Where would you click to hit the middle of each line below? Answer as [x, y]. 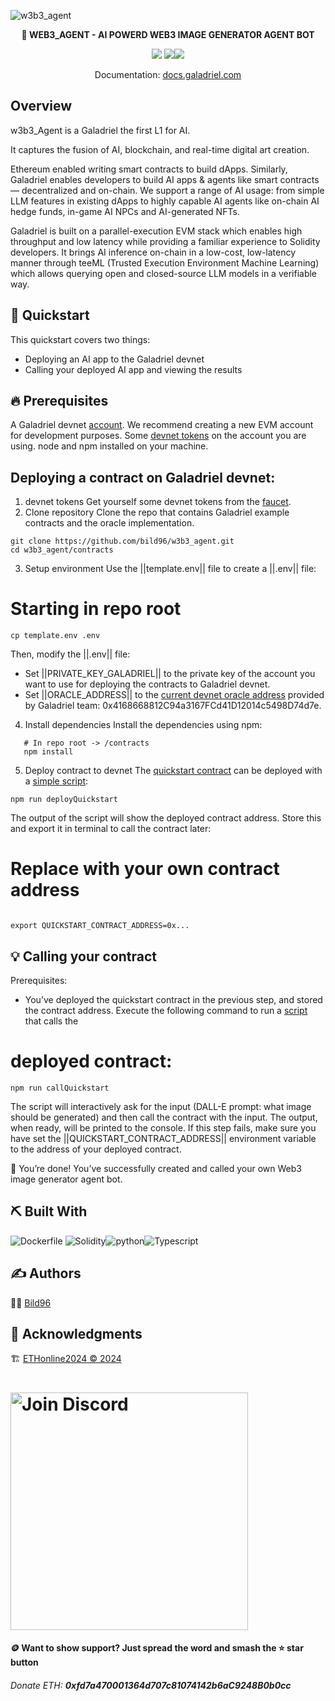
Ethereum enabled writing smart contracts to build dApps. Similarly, [149, 169]
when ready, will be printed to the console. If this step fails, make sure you [163, 1127]
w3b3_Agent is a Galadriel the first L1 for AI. [100, 130]
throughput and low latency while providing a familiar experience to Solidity [165, 241]
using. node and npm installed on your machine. [109, 446]
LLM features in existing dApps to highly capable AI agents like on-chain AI [165, 201]
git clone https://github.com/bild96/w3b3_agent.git [122, 541]
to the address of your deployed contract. [96, 1149]
